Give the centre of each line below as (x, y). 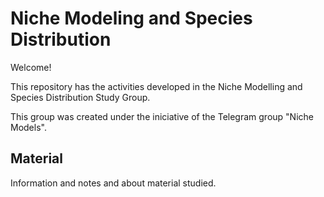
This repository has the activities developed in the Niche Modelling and (156, 86)
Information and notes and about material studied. (113, 183)
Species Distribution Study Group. (80, 97)
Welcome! (31, 67)
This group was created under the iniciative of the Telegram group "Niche (162, 116)
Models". (28, 127)
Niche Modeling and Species (131, 18)
